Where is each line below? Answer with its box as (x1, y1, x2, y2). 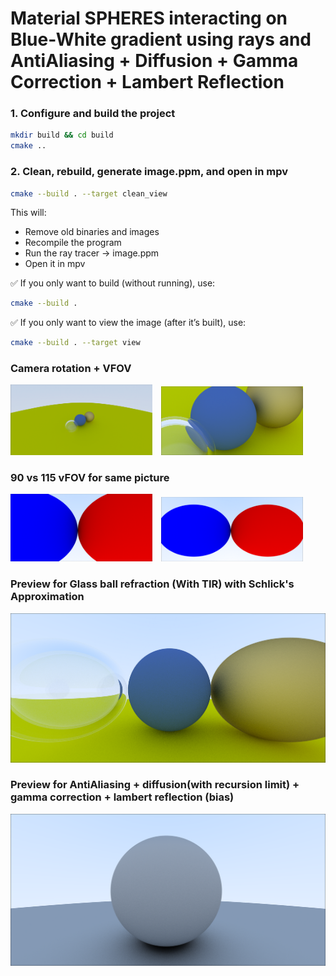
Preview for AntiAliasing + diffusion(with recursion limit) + (10, 778, 300, 792)
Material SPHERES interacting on (10, 7, 288, 30)
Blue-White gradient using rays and (10, 28, 312, 51)
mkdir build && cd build (10, 130, 114, 141)
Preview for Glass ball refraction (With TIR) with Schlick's (10, 577, 295, 591)
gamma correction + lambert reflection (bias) (10, 790, 235, 804)
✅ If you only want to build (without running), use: (10, 277, 216, 289)
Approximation (10, 590, 85, 604)
